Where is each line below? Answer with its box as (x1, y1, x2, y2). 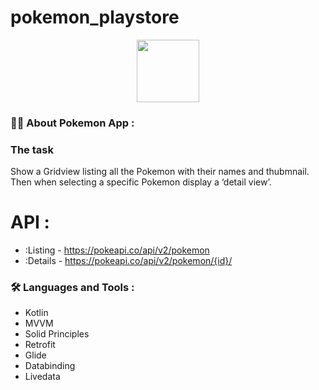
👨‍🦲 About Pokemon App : (10, 116, 135, 130)
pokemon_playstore (10, 6, 180, 29)
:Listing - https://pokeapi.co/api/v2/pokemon (24, 244, 210, 256)
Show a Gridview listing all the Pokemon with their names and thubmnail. (10, 166, 310, 178)
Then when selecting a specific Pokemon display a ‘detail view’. (10, 176, 272, 188)
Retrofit (24, 339, 56, 351)
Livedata (24, 371, 61, 383)
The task (10, 142, 54, 156)
